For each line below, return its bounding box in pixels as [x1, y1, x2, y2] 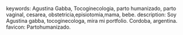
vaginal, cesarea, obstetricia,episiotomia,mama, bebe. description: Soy [6, 11, 177, 18]
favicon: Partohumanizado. [6, 23, 71, 30]
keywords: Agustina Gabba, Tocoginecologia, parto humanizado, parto [6, 5, 177, 12]
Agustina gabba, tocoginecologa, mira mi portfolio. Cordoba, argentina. [6, 17, 178, 24]
